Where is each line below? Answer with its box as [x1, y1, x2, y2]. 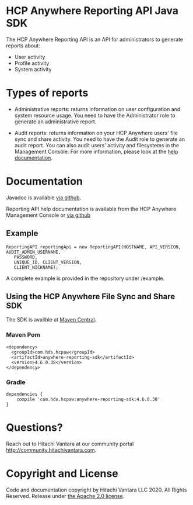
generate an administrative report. [14, 118, 97, 125]
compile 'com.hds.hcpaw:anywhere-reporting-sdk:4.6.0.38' [16, 396, 160, 403]
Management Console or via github [6, 212, 91, 219]
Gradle [6, 378, 26, 386]
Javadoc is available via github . [6, 194, 82, 201]
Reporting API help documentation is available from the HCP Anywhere [6, 205, 177, 212]
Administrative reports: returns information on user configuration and [14, 105, 181, 112]
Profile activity [14, 60, 50, 67]
